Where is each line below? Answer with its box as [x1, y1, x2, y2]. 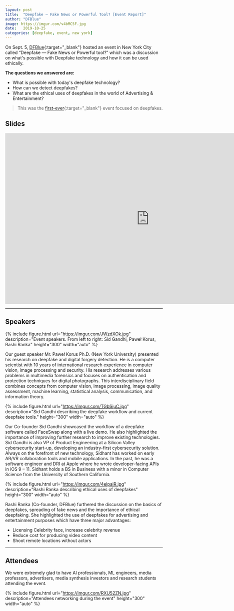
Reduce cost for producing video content [12, 532, 97, 538]
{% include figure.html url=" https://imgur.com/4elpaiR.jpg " [5, 481, 126, 487]
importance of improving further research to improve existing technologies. [5, 434, 160, 440]
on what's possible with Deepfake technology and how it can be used [5, 55, 148, 60]
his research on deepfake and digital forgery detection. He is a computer [5, 356, 155, 362]
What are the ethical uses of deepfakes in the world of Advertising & [12, 90, 153, 96]
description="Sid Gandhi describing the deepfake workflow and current [5, 408, 153, 415]
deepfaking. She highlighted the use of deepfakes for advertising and [5, 512, 148, 518]
